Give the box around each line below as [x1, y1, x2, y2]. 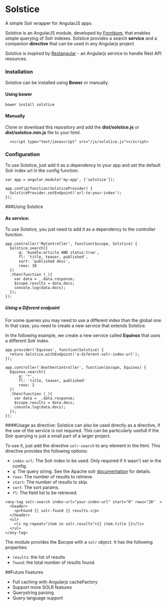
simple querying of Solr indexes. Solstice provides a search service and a [5, 35, 157, 41]
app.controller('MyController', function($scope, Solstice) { [5, 241, 137, 247]
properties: [5, 544, 28, 551]
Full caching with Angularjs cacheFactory [12, 579, 98, 585]
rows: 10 [18, 263, 37, 268]
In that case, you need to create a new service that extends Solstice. [5, 323, 146, 329]
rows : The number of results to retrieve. [12, 474, 93, 480]
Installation [5, 68, 33, 75]
